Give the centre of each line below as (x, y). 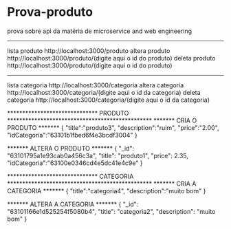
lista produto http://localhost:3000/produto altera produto (89, 51)
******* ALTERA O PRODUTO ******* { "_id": (71, 148)
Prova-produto (50, 12)
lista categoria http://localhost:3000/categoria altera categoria (96, 85)
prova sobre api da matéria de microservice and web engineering (100, 31)
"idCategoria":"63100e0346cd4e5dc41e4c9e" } (75, 163)
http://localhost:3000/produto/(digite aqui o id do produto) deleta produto (111, 58)
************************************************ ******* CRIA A (102, 184)
